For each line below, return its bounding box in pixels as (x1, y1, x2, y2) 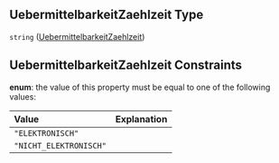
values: (9, 91, 36, 102)
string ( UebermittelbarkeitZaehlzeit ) (9, 31, 145, 42)
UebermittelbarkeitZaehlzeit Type (9, 7, 204, 23)
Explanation (115, 112, 168, 125)
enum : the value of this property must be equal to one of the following (9, 81, 271, 92)
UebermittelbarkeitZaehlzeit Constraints (9, 58, 242, 73)
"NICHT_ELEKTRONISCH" (14, 140, 107, 150)
